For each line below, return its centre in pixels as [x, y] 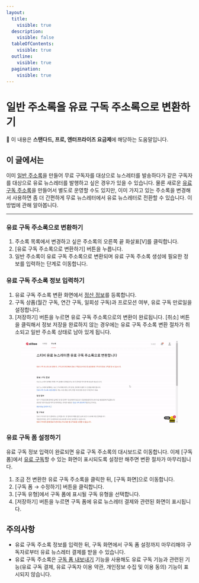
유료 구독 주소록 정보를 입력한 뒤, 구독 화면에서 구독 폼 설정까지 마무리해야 [100, 545]
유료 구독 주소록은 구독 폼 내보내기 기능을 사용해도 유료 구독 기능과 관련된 [99, 560]
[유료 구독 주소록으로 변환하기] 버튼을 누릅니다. [69, 249]
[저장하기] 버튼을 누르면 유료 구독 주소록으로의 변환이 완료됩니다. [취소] [97, 317]
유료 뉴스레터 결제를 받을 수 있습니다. [83, 552]
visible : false [36, 38]
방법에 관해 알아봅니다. [32, 205]
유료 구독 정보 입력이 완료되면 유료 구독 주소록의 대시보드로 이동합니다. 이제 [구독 [99, 452]
